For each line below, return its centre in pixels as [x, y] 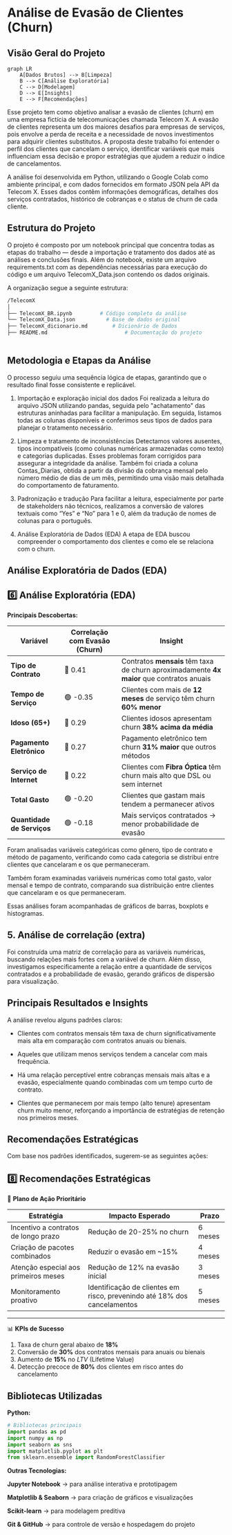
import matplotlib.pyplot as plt [55, 1451]
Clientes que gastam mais [163, 795]
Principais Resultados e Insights [78, 1003]
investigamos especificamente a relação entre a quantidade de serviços [109, 966]
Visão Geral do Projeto [56, 53]
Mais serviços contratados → [168, 815]
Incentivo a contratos [45, 1227]
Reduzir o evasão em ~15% [133, 1252]
